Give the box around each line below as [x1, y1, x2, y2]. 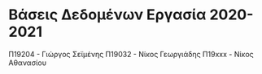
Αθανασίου [8, 58, 47, 68]
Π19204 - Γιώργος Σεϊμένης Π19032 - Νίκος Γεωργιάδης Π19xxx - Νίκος [8, 49, 254, 59]
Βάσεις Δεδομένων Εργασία [8, 6, 207, 24]
